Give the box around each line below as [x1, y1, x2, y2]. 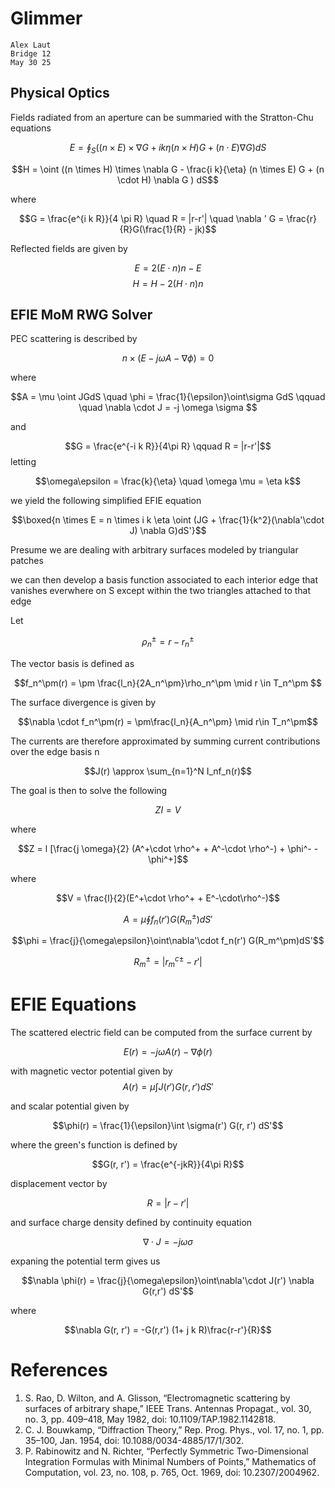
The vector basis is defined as [10, 657, 135, 669]
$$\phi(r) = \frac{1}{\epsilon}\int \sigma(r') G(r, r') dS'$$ [52, 1119, 284, 1131]
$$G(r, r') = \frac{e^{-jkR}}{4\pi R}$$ [91, 1158, 245, 1170]
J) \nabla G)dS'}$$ [129, 525, 207, 537]
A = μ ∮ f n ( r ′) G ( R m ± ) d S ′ [123, 911, 213, 927]
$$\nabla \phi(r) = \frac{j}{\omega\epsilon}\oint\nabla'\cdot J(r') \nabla [21, 1274, 315, 1286]
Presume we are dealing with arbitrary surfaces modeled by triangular [10, 544, 299, 556]
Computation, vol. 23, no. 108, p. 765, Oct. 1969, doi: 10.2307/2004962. [24, 1466, 320, 1478]
